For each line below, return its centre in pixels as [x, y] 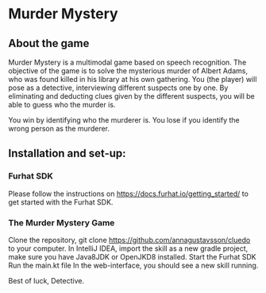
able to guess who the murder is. [62, 105]
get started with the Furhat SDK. [61, 202]
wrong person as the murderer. [59, 129]
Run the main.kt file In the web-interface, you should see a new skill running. [133, 265]
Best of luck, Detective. [46, 280]
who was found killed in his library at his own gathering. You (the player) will [133, 79]
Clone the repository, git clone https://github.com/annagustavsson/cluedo [129, 240]
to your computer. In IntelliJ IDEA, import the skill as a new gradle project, [128, 248]
